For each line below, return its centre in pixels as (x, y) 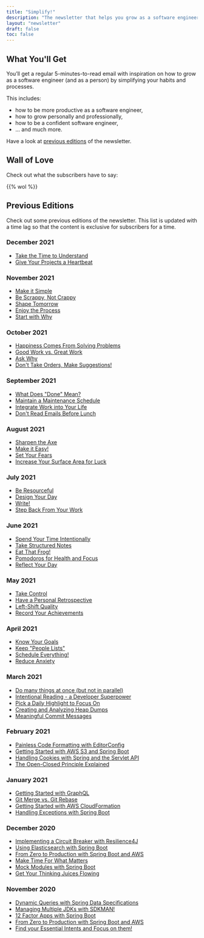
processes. (20, 86)
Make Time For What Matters (51, 861)
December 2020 (31, 828)
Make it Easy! (32, 449)
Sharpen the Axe (36, 442)
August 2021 (25, 429)
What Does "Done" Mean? (48, 394)
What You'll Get (36, 59)
